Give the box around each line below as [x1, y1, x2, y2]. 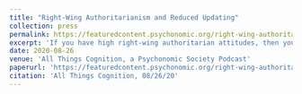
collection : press [9, 21, 78, 30]
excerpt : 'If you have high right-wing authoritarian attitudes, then [9, 38, 280, 47]
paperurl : [9, 64, 47, 73]
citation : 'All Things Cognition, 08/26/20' [9, 72, 179, 81]
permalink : [9, 30, 50, 38]
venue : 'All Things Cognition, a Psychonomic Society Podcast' [9, 55, 252, 64]
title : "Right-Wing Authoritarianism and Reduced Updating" [9, 13, 240, 22]
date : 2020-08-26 [9, 47, 75, 56]
